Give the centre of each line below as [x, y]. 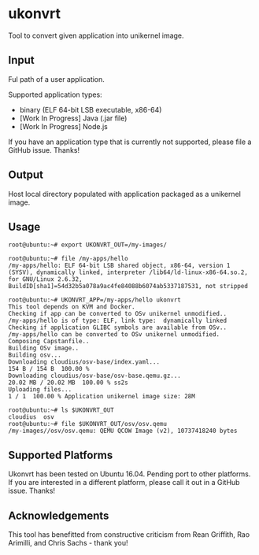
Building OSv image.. [44, 348]
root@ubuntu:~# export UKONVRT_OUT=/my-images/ [88, 245]
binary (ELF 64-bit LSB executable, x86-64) [91, 109]
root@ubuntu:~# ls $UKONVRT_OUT [61, 410]
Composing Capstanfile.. [49, 342]
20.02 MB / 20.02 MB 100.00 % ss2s [68, 383]
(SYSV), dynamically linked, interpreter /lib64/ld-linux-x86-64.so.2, [128, 272]
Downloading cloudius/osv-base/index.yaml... [84, 362]
